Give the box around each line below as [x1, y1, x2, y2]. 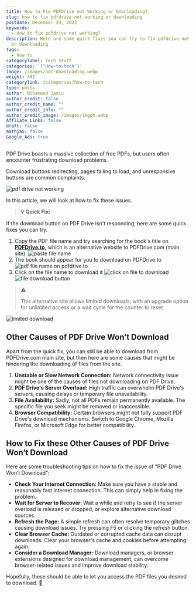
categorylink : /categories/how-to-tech [6, 80, 104, 86]
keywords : [6, 25, 30, 31]
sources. [14, 512, 36, 519]
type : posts [6, 85, 35, 91]
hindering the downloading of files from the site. [6, 360, 122, 367]
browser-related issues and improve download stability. [14, 561, 149, 569]
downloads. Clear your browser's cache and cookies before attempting [14, 537, 187, 544]
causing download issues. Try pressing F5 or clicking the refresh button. [14, 525, 190, 532]
